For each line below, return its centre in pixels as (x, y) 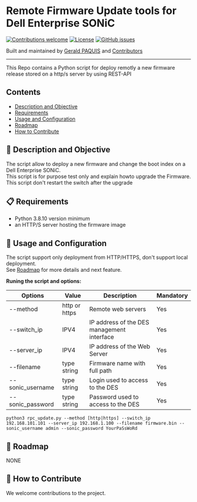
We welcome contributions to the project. (56, 493)
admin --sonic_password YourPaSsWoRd (91, 429)
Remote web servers (118, 309)
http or (72, 306)
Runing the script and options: (44, 281)
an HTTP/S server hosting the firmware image (70, 225)
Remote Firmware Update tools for (91, 11)
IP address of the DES (119, 322)
